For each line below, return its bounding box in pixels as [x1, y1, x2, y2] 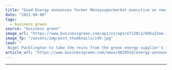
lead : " [5, 41, 22, 46]
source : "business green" [5, 26, 60, 31]
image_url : [5, 31, 29, 36]
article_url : [5, 50, 33, 55]
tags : [5, 17, 17, 22]
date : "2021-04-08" [5, 12, 47, 17]
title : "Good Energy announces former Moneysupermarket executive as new [5, 7, 166, 13]
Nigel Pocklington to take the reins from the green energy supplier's [7, 45, 164, 50]
